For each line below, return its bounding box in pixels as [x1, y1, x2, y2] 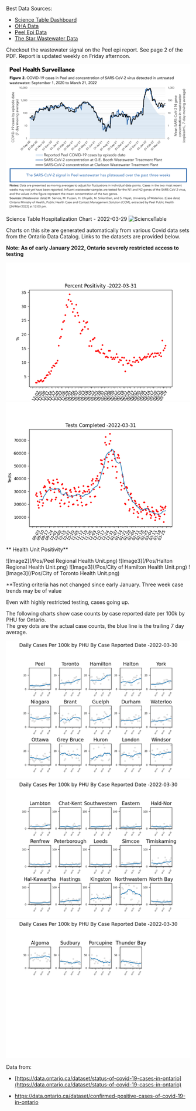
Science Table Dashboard [14, 16, 77, 23]
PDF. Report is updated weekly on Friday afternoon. [6, 53, 130, 59]
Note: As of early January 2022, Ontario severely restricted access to [6, 244, 180, 251]
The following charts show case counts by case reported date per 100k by [6, 610, 185, 617]
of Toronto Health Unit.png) [53, 570, 120, 577]
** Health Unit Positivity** [6, 546, 68, 553]
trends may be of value [6, 587, 62, 594]
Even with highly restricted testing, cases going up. [6, 599, 130, 606]
